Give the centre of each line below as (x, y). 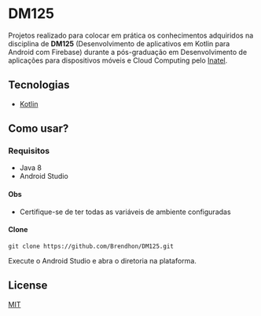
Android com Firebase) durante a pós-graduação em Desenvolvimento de (128, 52)
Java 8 (30, 168)
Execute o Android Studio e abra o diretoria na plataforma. (102, 260)
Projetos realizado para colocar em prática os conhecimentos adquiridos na (131, 35)
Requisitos (29, 151)
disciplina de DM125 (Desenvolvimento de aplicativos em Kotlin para (119, 43)
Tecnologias (39, 85)
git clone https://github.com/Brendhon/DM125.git (91, 246)
